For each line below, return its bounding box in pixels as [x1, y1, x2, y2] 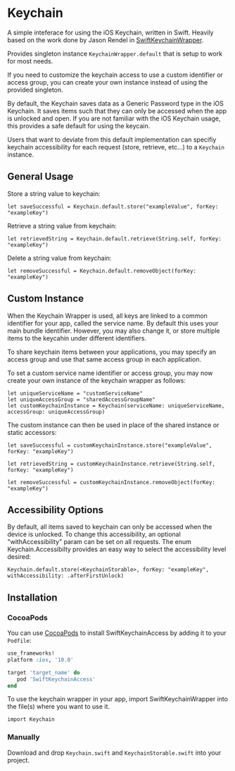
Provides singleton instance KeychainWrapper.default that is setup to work [7, 49, 223, 58]
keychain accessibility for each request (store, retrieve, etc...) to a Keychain [7, 142, 225, 151]
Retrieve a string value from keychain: [7, 221, 118, 230]
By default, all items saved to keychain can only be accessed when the [7, 523, 212, 531]
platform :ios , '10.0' [7, 656, 74, 663]
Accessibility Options [7, 504, 104, 516]
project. [7, 755, 30, 764]
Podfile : [7, 636, 32, 645]
